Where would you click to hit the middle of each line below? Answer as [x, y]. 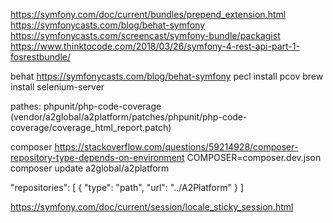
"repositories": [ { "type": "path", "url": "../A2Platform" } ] [127, 187]
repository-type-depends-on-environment [97, 157]
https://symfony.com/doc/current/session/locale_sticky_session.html [152, 207]
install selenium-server [57, 87]
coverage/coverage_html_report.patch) [91, 127]
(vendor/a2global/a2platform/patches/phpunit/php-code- [129, 117]
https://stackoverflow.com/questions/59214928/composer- [176, 147]
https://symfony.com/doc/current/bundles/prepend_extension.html [148, 14]
